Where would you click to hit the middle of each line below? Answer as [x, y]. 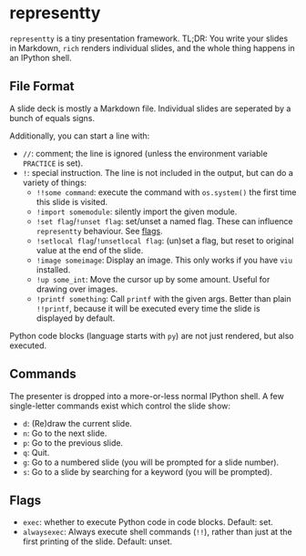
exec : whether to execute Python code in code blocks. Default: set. [148, 522]
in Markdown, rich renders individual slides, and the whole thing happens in [152, 47]
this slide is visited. [71, 201]
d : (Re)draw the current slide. [77, 423]
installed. [53, 269]
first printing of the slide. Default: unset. [97, 541]
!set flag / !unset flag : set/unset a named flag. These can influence [164, 221]
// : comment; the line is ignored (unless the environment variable [145, 153]
